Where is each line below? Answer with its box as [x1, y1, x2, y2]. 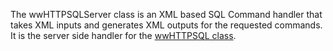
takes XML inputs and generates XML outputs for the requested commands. [10, 19, 323, 31]
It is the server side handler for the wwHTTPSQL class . [10, 30, 237, 41]
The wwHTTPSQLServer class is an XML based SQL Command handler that [10, 9, 323, 20]
